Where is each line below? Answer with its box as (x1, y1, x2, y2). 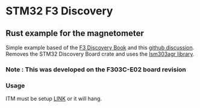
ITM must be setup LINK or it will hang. (5, 95, 102, 103)
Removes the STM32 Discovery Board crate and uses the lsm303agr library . (5, 50, 195, 58)
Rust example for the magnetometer (5, 28, 144, 38)
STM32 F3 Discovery (5, 4, 113, 18)
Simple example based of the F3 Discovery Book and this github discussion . (5, 44, 195, 51)
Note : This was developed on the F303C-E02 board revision (5, 65, 186, 73)
